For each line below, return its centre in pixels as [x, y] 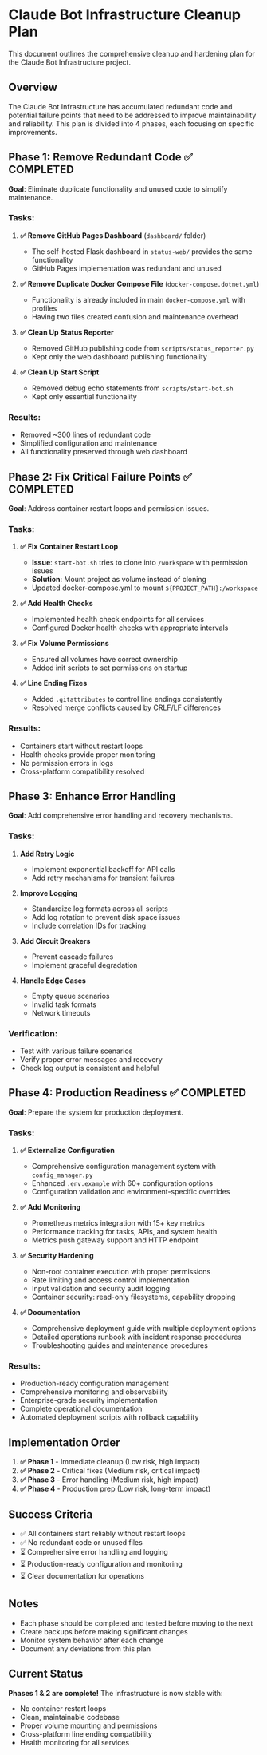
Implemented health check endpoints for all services [118, 620]
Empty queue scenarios [71, 996]
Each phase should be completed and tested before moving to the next [136, 1623]
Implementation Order [65, 1442]
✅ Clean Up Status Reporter [67, 332]
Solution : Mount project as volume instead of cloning [119, 580]
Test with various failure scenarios [76, 1051]
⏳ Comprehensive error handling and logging [94, 1552]
